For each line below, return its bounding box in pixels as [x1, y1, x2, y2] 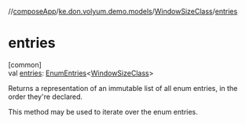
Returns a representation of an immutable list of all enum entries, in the [8, 83, 238, 93]
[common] [8, 60, 42, 69]
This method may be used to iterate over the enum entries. [8, 107, 198, 116]
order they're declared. [8, 92, 83, 101]
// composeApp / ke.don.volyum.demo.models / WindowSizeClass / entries [8, 7, 238, 16]
